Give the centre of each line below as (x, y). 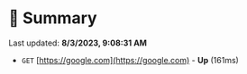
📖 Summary (53, 18)
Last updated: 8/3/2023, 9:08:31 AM (78, 43)
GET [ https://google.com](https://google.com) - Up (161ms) (130, 60)
